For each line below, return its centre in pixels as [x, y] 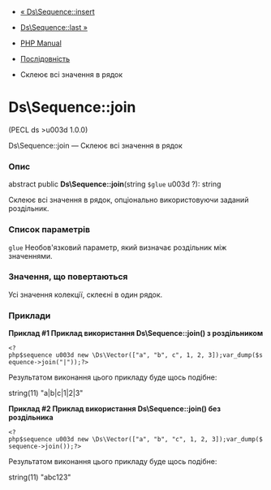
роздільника [31, 418]
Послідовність [45, 59]
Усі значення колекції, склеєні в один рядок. [86, 294]
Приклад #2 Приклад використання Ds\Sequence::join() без [115, 409]
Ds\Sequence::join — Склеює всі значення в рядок [95, 145]
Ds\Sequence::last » [54, 27]
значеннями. [30, 256]
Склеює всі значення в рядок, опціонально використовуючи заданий [129, 200]
